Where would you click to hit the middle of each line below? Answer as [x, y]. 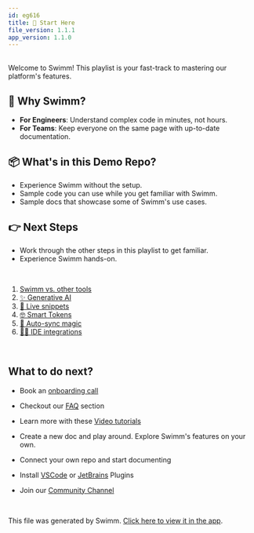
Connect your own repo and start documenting [95, 459]
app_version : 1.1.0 [40, 37]
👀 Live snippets [44, 306]
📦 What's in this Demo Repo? [82, 162]
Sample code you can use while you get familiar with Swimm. [118, 193]
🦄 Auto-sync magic [51, 323]
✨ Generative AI [45, 297]
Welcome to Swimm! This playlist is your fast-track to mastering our [118, 68]
